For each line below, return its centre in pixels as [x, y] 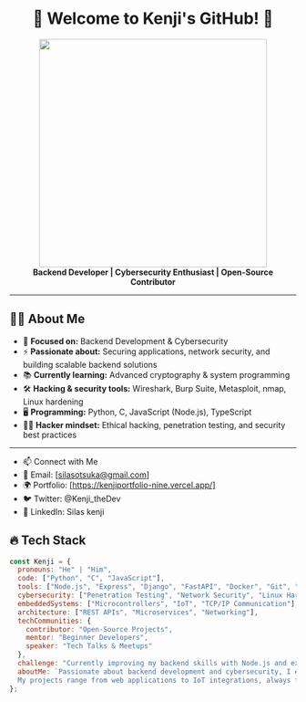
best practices [50, 435]
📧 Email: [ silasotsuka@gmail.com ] [86, 475]
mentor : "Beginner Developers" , [87, 638]
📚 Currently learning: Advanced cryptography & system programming [156, 374]
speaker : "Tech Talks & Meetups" [89, 646]
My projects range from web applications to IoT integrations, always [154, 680]
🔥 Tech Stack [48, 541]
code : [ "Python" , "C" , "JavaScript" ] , [92, 579]
